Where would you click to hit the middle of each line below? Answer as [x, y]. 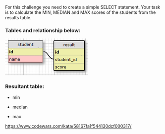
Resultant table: [25, 87]
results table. [18, 18]
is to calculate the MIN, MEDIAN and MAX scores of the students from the [81, 12]
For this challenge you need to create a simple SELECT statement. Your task [83, 7]
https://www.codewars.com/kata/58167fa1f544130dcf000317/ [68, 126]
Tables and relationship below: [43, 30]
